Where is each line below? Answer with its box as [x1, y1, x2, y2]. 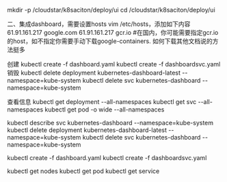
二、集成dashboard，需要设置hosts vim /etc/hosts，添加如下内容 [7, 20, 191, 28]
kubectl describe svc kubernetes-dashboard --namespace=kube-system [7, 119, 214, 127]
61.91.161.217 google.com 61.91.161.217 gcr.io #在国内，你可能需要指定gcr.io [7, 29, 219, 36]
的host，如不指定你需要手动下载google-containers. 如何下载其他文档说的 [7, 37, 213, 45]
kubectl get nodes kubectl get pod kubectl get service [7, 167, 160, 175]
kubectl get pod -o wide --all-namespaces [44, 105, 165, 114]
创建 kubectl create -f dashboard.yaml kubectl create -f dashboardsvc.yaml [7, 60, 221, 68]
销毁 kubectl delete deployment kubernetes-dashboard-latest [7, 68, 181, 77]
